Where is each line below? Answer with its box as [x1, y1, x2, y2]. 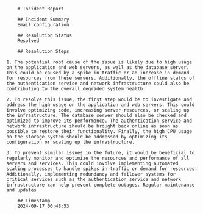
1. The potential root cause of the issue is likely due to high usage [6, 59, 192, 65]
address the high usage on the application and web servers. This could [6, 102, 195, 108]
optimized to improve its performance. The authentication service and [6, 118, 192, 124]
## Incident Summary [17, 16, 69, 23]
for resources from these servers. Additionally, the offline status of [6, 75, 195, 81]
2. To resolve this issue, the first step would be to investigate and [6, 96, 192, 102]
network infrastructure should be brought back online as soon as [6, 123, 179, 129]
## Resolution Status [17, 32, 72, 38]
